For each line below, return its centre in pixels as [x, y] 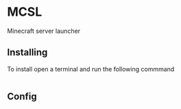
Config [22, 97]
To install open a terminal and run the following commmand [91, 69]
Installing [27, 52]
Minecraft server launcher [44, 31]
